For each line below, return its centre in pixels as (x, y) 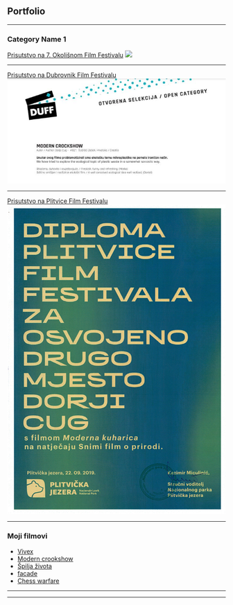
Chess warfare (38, 581)
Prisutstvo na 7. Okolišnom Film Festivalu (65, 55)
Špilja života (34, 566)
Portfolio (26, 11)
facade (27, 573)
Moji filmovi (27, 536)
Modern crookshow (45, 559)
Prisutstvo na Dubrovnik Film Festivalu (62, 75)
